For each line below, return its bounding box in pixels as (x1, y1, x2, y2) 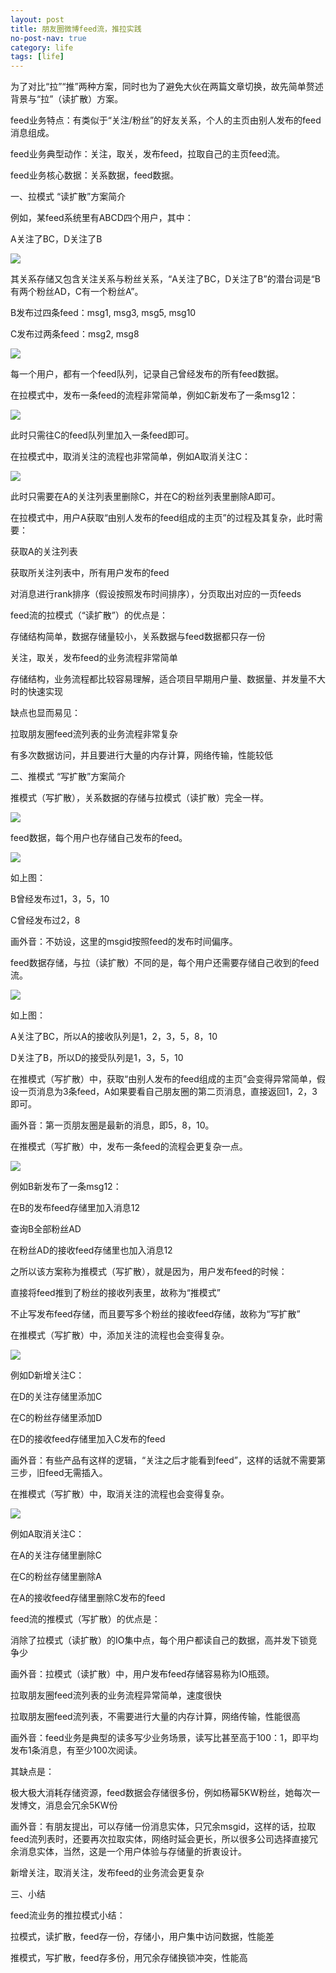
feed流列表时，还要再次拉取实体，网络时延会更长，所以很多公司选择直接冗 (10, 1833, 318, 1845)
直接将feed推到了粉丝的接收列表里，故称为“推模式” (10, 1287, 221, 1299)
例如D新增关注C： (10, 1369, 85, 1381)
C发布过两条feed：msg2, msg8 (10, 328, 140, 340)
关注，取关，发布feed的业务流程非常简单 (10, 652, 178, 664)
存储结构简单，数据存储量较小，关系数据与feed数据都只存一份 (10, 631, 266, 643)
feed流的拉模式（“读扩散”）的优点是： (10, 609, 168, 621)
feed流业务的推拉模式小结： (10, 1909, 126, 1921)
